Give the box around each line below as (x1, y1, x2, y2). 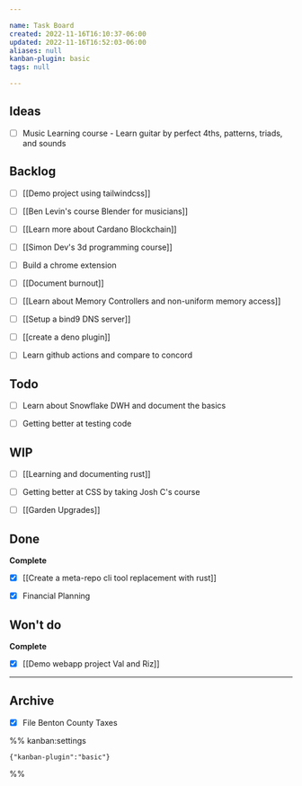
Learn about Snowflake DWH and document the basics (22, 401, 226, 411)
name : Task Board (9, 21, 75, 30)
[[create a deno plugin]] (22, 331, 111, 342)
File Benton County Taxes (22, 717, 119, 728)
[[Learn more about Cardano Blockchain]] (22, 224, 177, 234)
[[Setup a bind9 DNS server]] (22, 314, 131, 324)
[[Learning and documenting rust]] (22, 469, 151, 480)
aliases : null (9, 46, 63, 55)
